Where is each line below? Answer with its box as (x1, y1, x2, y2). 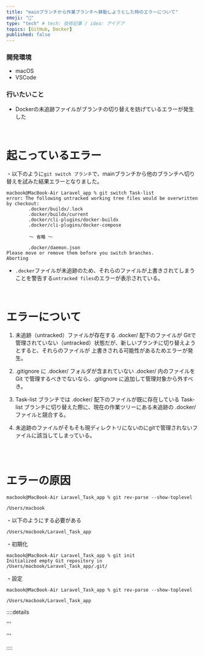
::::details (6, 608, 29, 616)
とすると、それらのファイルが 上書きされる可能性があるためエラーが (15, 346, 188, 354)
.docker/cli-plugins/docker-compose (28, 222, 122, 228)
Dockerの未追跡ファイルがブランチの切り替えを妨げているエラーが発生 (15, 105, 194, 113)
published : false (6, 32, 51, 38)
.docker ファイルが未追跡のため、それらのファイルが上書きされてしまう (15, 267, 195, 274)
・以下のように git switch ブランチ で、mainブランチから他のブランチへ (6, 170, 184, 177)
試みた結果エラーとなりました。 (22, 177, 103, 185)
